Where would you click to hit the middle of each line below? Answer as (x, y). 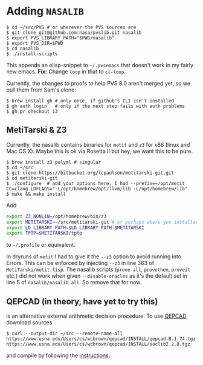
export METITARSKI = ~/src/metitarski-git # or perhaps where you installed (102, 222)
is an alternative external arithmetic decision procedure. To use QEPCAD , (97, 316)
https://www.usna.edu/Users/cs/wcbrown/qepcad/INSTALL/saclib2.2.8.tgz (98, 344)
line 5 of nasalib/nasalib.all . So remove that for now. (74, 283)
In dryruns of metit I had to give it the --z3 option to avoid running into (94, 256)
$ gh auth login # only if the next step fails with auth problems (96, 106)
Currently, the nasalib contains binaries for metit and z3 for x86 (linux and (98, 144)
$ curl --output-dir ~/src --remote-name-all (64, 334)
